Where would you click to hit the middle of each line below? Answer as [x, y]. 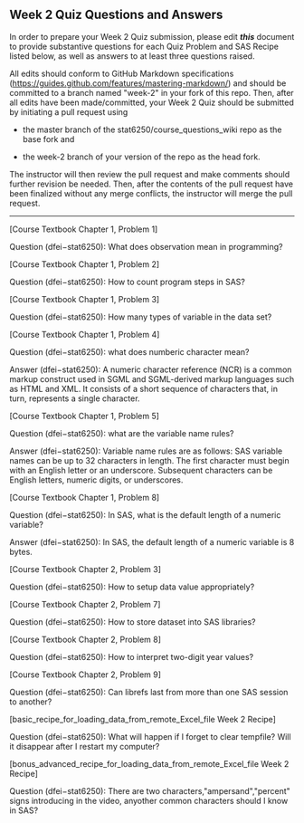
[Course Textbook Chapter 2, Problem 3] [85, 569]
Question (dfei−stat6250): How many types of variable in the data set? [141, 317]
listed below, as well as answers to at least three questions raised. [132, 56]
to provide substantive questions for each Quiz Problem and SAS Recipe [144, 46]
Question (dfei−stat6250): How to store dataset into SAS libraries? [133, 622]
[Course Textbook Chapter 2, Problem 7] [85, 604]
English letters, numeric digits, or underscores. [96, 480]
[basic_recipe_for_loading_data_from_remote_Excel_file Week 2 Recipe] [142, 719]
